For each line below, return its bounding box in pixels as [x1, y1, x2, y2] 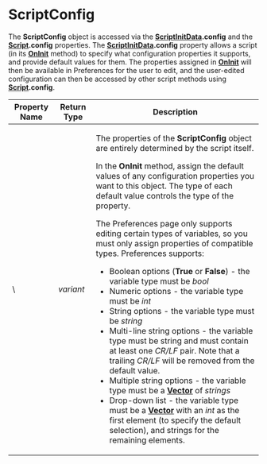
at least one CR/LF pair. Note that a [109, 345, 240, 356]
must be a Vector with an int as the [109, 404, 240, 416]
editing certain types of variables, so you [95, 228, 248, 239]
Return [60, 101, 87, 112]
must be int [109, 296, 151, 307]
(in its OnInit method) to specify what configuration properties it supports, [8, 48, 251, 58]
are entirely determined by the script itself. [95, 142, 254, 153]
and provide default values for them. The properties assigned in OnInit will [8, 57, 252, 67]
